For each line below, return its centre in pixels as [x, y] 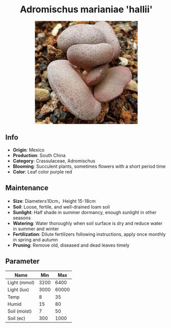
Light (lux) [18, 290]
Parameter [23, 261]
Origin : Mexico [28, 150]
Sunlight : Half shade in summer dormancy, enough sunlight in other [84, 212]
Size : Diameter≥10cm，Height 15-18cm [54, 201]
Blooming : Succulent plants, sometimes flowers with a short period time [89, 166]
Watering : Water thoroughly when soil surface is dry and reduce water [88, 223]
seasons [22, 218]
